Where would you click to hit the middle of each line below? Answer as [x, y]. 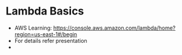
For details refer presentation [51, 40]
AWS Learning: [33, 28]
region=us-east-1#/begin [45, 34]
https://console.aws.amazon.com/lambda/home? [114, 28]
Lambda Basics [45, 11]
